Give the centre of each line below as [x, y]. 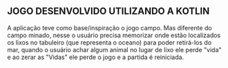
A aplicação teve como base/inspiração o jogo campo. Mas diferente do [110, 27]
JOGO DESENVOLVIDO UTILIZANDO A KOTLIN [108, 11]
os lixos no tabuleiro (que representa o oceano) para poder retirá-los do [110, 42]
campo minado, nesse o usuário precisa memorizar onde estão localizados [114, 35]
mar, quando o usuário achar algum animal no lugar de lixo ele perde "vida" [115, 49]
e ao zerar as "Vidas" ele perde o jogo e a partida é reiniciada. [96, 57]
